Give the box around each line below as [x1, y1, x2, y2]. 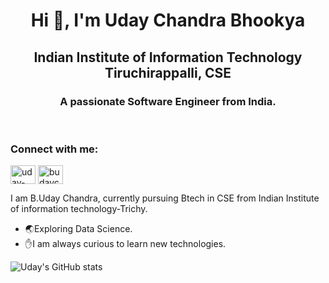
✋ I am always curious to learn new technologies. [24, 238, 227, 250]
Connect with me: [10, 142, 99, 156]
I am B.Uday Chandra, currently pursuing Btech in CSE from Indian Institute [10, 192, 320, 204]
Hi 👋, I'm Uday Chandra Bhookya [30, 9, 306, 32]
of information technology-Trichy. [10, 203, 148, 215]
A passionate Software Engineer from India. [59, 94, 277, 108]
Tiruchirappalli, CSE [104, 64, 232, 81]
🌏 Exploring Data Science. [24, 223, 133, 235]
